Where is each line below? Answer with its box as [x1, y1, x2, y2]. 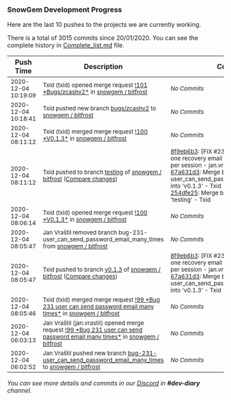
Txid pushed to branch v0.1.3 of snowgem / [43, 266, 161, 274]
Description [83, 62, 123, 72]
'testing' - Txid [170, 196, 211, 204]
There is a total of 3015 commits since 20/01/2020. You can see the [7, 34, 199, 42]
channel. [7, 386, 32, 394]
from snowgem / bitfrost [43, 243, 108, 250]
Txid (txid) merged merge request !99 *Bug [43, 296, 160, 304]
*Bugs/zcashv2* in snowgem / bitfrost [43, 88, 148, 96]
